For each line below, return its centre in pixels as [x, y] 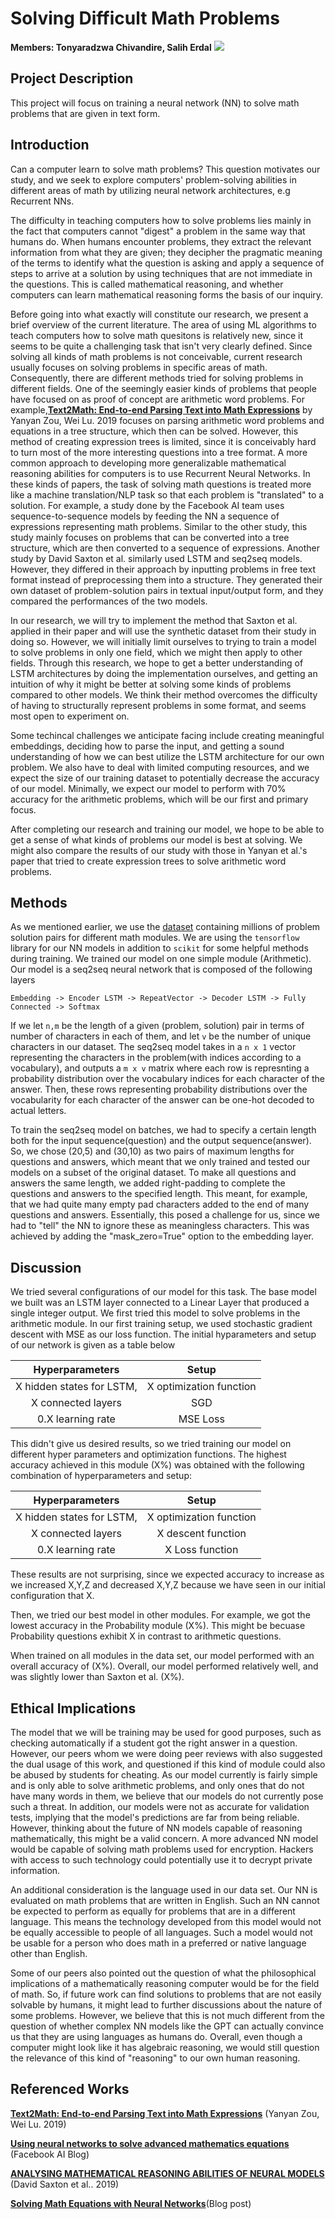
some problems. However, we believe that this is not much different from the [167, 2015]
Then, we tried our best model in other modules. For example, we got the [160, 1615]
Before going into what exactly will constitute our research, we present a [159, 314]
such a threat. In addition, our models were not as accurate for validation [160, 1806]
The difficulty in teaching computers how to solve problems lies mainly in [161, 220]
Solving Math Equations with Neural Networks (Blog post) [131, 2203]
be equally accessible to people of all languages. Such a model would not [161, 1932]
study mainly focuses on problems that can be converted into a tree [150, 537]
